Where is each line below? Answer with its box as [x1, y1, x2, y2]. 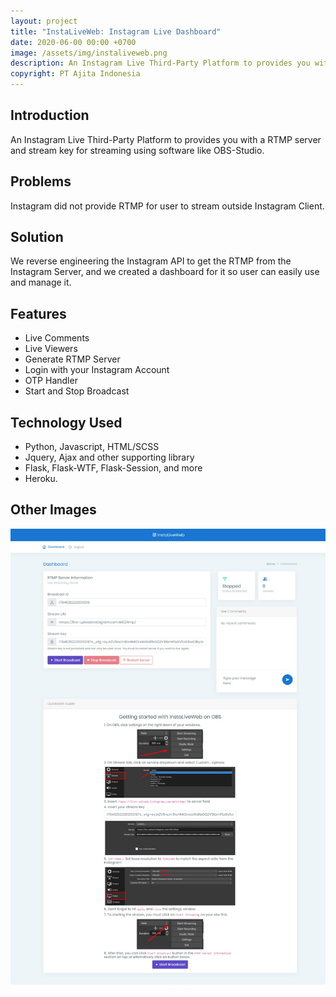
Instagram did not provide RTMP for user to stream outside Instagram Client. [10, 200, 325, 212]
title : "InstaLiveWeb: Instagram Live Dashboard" [10, 26, 222, 37]
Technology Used [10, 414, 123, 431]
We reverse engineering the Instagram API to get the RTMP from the [10, 255, 292, 267]
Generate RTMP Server [24, 353, 121, 365]
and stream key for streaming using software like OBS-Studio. [10, 144, 265, 156]
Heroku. [24, 473, 58, 485]
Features [10, 305, 67, 322]
